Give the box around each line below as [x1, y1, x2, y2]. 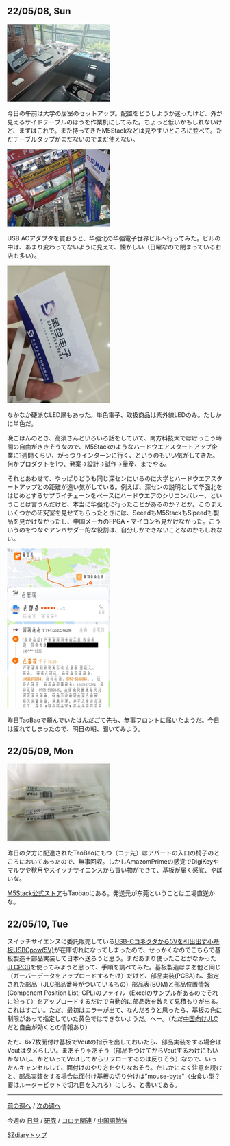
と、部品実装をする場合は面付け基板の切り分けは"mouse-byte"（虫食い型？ [7, 1072, 221, 1081]
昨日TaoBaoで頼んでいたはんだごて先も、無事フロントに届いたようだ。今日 [7, 716, 220, 724]
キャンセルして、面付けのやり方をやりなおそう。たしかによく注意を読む [18, 1064, 222, 1072]
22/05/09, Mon [7, 745, 74, 756]
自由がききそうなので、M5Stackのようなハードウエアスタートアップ [18, 442, 212, 451]
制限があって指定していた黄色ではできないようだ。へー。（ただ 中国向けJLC [7, 1015, 218, 1023]
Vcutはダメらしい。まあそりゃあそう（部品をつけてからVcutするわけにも [7, 1046, 212, 1055]
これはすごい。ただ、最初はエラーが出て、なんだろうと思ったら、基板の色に [7, 1006, 222, 1014]
